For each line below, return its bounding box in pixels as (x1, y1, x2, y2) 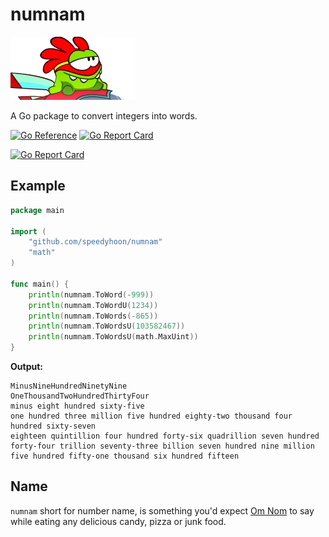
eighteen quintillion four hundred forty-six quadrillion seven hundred (10, 431, 320, 441)
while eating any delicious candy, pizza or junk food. (10, 515, 227, 527)
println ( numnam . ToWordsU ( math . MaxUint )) (28, 332, 199, 342)
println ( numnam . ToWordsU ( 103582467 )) (28, 321, 186, 332)
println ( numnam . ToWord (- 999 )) (28, 289, 155, 300)
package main (10, 205, 65, 215)
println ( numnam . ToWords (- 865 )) (28, 311, 159, 321)
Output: (10, 361, 43, 372)
